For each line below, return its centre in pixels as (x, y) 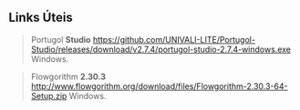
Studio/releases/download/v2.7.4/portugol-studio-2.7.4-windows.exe (160, 49)
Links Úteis (41, 18)
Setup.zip (49, 95)
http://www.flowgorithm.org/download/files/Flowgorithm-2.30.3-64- (159, 86)
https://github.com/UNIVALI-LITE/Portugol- (174, 39)
